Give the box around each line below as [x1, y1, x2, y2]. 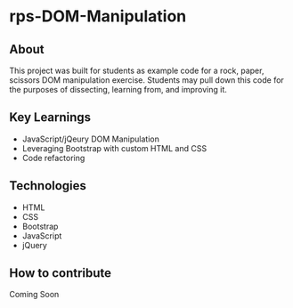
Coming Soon [9, 289, 60, 300]
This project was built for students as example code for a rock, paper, [9, 65, 265, 76]
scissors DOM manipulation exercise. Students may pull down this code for [9, 75, 285, 85]
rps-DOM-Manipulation [9, 6, 187, 27]
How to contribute [9, 265, 112, 281]
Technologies [9, 178, 87, 193]
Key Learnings [9, 109, 92, 126]
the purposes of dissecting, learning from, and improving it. [9, 85, 227, 94]
